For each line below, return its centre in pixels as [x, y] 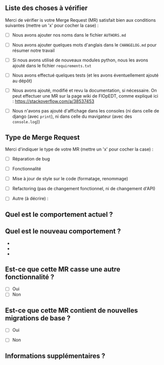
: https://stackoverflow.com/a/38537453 [53, 102]
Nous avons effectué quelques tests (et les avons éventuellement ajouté [85, 75]
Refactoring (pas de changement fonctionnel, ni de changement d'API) [84, 189]
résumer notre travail [33, 50]
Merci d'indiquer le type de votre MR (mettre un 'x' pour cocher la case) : [79, 149]
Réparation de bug [31, 159]
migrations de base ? [38, 318]
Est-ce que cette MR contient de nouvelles [72, 310]
